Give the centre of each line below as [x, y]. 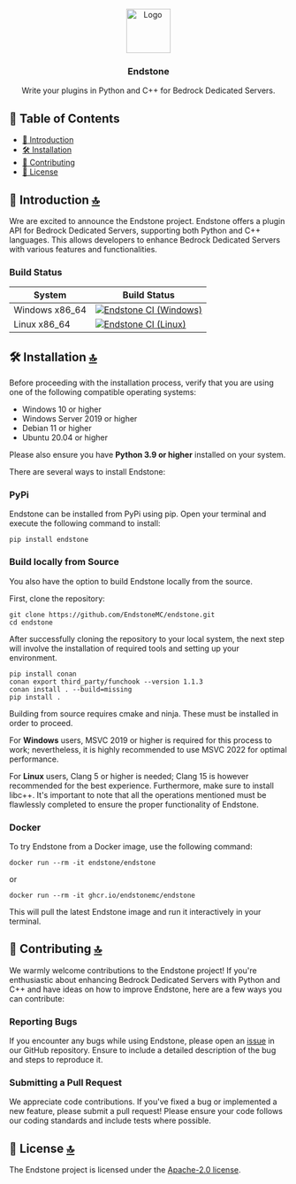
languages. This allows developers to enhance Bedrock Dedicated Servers [145, 240]
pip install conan [43, 674]
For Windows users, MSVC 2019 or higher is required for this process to [140, 740]
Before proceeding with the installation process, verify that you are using [141, 383]
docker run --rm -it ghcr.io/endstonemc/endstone [102, 895]
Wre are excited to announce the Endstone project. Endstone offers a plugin [147, 221]
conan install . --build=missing [71, 689]
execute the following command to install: [85, 523]
